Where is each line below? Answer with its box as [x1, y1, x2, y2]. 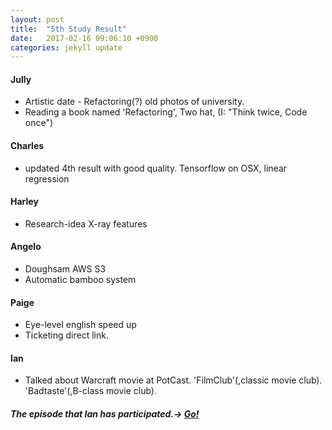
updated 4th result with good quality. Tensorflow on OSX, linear [24, 162, 288, 174]
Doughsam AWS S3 [24, 263, 107, 275]
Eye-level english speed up [24, 319, 137, 331]
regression [24, 172, 70, 185]
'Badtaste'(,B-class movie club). [24, 385, 157, 397]
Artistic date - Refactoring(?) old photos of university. [24, 96, 245, 108]
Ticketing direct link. [24, 329, 109, 341]
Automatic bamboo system [24, 274, 137, 286]
